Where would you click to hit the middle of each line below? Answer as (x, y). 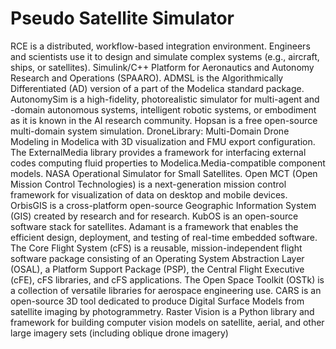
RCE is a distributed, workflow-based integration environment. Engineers (160, 46)
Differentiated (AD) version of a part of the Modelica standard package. (157, 88)
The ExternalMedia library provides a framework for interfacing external (158, 152)
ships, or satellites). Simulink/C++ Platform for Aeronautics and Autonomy (162, 67)
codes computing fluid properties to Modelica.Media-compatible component (168, 163)
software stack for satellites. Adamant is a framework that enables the (154, 226)
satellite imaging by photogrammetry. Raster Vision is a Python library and (162, 311)
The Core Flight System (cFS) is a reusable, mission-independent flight (156, 248)
